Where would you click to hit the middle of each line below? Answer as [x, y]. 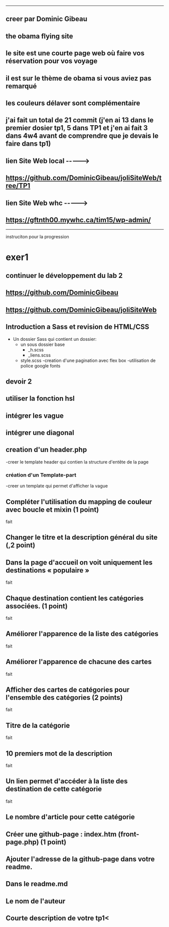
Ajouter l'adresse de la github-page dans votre [80, 859]
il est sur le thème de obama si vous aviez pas [79, 78]
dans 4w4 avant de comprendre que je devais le [82, 136]
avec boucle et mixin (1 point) [52, 509]
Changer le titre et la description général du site [81, 538]
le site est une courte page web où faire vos [75, 53]
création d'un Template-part [41, 475]
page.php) [22, 842]
